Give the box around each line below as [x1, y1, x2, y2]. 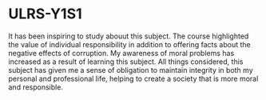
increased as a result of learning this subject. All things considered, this [8, 57, 244, 66]
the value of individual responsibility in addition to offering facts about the [8, 39, 251, 49]
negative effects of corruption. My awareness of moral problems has [8, 48, 235, 58]
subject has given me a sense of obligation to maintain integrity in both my [8, 65, 253, 74]
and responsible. [8, 82, 64, 92]
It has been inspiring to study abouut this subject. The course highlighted [8, 31, 249, 41]
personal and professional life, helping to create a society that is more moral [8, 74, 259, 83]
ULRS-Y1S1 [8, 5, 82, 23]
